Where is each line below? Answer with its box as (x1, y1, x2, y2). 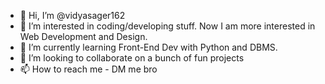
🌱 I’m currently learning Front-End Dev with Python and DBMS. (19, 41, 278, 53)
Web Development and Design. (19, 31, 148, 42)
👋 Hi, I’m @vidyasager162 (19, 10, 126, 21)
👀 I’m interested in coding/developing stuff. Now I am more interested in (19, 20, 316, 32)
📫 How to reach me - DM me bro (19, 63, 158, 75)
